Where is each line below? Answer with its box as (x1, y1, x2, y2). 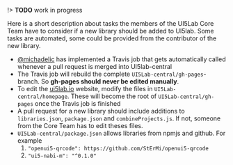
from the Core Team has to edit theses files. (17, 122, 143, 129)
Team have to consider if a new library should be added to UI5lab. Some (7, 27, 214, 35)
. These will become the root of (67, 92, 157, 100)
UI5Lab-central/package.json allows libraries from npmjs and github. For (17, 129, 226, 137)
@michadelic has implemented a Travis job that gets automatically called (17, 55, 226, 63)
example (17, 136, 42, 145)
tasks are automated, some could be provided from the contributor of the (7, 34, 217, 42)
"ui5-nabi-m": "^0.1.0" (27, 152, 97, 159)
